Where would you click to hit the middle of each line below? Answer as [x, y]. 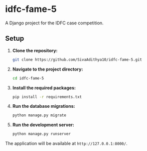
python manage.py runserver [41, 134]
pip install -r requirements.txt [47, 97]
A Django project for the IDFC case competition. [54, 23]
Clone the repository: [35, 50]
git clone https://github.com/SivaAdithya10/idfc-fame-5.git [77, 60]
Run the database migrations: [44, 106]
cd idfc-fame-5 [28, 78]
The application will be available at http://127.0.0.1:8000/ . [66, 144]
